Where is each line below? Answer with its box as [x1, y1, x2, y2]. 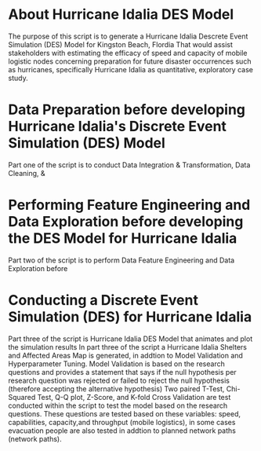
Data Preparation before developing [8, 101, 245, 119]
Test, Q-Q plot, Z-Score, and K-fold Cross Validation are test [37, 392, 231, 401]
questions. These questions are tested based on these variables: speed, [8, 409, 241, 418]
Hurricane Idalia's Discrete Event [8, 118, 227, 135]
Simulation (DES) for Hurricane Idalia [8, 308, 252, 325]
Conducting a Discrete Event [8, 291, 198, 309]
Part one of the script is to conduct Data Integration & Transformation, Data [8, 159, 251, 170]
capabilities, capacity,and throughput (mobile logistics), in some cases [8, 417, 236, 427]
